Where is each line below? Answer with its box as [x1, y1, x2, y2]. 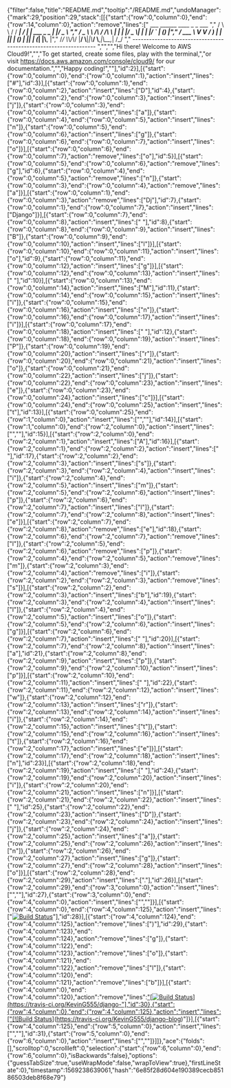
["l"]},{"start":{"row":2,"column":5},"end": [7, 540, 125, 548]
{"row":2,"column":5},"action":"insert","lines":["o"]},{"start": [7, 612, 177, 621]
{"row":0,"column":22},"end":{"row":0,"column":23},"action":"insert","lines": [7, 378, 223, 387]
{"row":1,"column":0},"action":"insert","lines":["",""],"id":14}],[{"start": [7, 416, 203, 423]
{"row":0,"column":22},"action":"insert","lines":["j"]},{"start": [7, 372, 179, 379]
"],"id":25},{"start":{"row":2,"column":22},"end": [13, 803, 150, 811]
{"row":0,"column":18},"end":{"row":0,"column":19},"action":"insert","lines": [7, 335, 220, 343]
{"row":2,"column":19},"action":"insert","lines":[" [7, 767, 144, 774]
